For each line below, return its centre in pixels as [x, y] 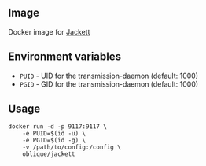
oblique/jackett [49, 154]
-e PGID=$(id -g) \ [54, 141]
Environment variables [65, 57]
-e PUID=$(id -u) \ [54, 134]
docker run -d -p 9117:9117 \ [58, 127]
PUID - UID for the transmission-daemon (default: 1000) [109, 76]
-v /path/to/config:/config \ [72, 148]
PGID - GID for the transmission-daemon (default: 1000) [109, 84]
